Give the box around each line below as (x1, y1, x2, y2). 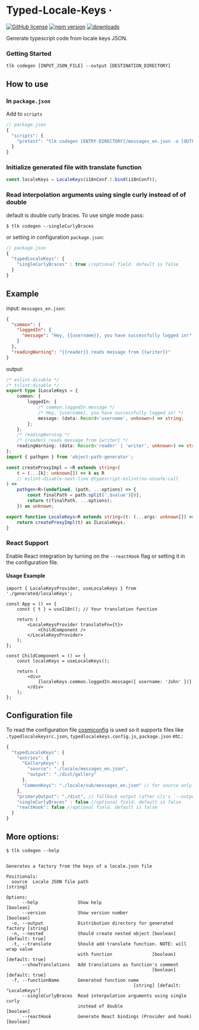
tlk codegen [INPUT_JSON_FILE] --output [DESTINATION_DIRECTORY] (6, 63, 171, 69)
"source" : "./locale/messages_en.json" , (27, 766, 129, 772)
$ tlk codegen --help (6, 847, 60, 853)
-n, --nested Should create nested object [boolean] (11, 930, 176, 936)
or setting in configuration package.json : (6, 233, 104, 241)
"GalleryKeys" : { (21, 760, 65, 766)
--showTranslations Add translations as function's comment (21, 961, 179, 968)
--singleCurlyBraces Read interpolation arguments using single (21, 993, 187, 999)
